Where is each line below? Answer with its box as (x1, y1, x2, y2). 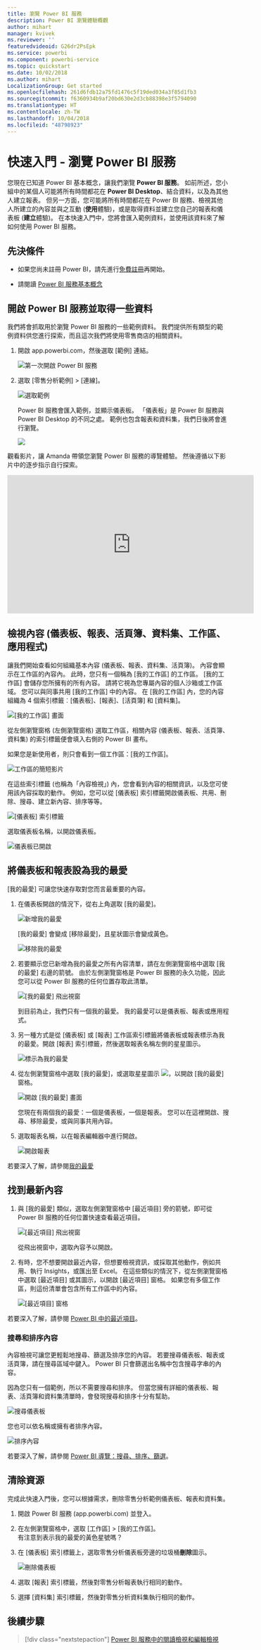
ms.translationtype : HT (7, 102, 77, 109)
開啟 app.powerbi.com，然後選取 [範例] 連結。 (17, 346, 153, 355)
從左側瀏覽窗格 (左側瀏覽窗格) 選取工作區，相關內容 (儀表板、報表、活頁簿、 (7, 726, 229, 734)
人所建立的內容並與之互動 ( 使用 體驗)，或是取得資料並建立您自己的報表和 (7, 205, 217, 213)
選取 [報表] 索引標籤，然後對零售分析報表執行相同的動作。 (17, 1578, 186, 1586)
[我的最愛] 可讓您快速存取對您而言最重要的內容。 (7, 884, 150, 893)
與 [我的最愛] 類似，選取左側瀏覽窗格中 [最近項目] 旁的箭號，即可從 (17, 1204, 212, 1213)
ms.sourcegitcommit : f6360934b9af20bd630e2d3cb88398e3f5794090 (7, 96, 197, 103)
